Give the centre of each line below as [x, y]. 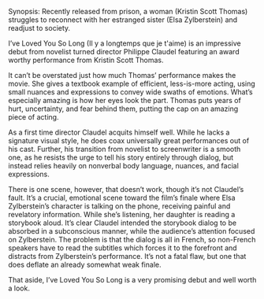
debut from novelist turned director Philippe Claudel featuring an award [124, 52]
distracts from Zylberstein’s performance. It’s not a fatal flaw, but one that [127, 256]
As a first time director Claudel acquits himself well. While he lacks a [119, 132]
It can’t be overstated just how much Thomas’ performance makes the [122, 75]
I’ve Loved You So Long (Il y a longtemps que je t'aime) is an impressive [125, 43]
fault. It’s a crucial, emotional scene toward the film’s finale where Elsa [122, 197]
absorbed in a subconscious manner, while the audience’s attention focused [132, 231]
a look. [19, 288]
